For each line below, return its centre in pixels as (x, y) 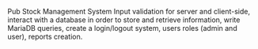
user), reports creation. (45, 36)
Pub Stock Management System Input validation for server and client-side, (129, 11)
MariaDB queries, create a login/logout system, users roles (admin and (123, 28)
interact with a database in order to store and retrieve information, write (124, 20)
